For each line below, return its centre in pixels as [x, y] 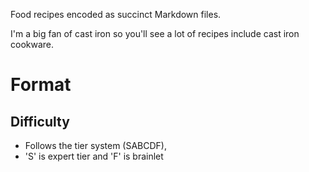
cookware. [32, 44]
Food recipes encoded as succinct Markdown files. [116, 14]
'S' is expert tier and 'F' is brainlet [94, 156]
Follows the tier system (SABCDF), [96, 145]
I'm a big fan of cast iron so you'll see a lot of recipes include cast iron [155, 33]
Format [41, 85]
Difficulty [40, 121]
